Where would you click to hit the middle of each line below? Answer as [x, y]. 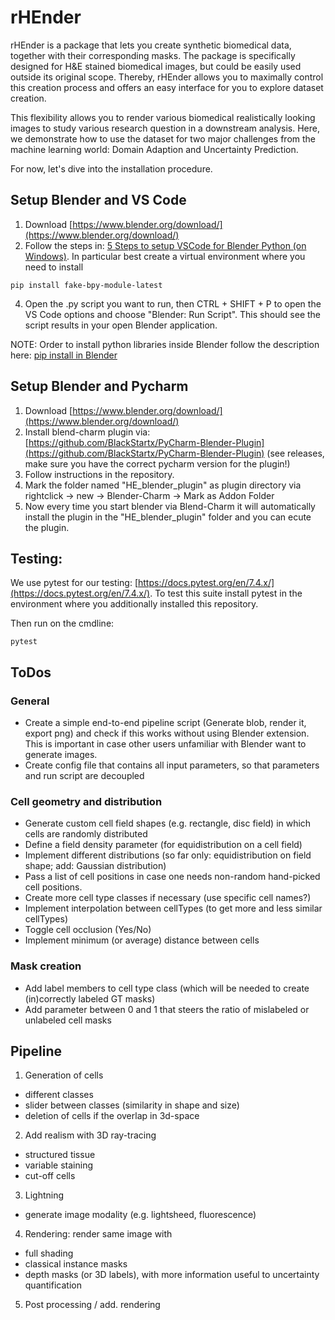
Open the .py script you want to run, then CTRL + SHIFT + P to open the [173, 303]
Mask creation [46, 966]
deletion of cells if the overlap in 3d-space [112, 1116]
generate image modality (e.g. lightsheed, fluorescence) [140, 1215]
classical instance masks [76, 1264]
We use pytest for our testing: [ [74, 583]
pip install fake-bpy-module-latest [86, 285]
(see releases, [295, 453]
